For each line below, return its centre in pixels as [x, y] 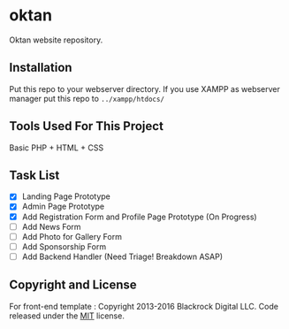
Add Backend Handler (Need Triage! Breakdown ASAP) [122, 256]
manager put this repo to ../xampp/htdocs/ [87, 98]
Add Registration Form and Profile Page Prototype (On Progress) [140, 217]
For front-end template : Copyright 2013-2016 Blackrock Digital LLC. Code [144, 306]
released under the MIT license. [67, 316]
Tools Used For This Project [86, 126]
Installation [41, 68]
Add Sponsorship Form [64, 246]
